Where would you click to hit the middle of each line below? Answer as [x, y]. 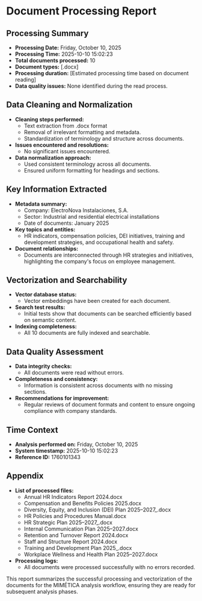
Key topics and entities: [45, 229]
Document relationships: [47, 248]
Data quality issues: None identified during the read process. [91, 86]
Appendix [25, 476]
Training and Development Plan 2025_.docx [78, 548]
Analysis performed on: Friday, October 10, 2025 [76, 444]
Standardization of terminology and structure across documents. [104, 138]
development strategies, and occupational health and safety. [99, 242]
